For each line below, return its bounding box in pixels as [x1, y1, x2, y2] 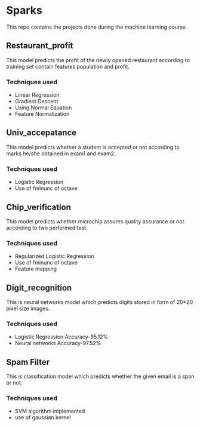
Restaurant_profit [6, 41, 73, 51]
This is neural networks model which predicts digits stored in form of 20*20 [6, 299, 193, 306]
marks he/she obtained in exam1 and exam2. [6, 150, 116, 157]
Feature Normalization [14, 110, 70, 118]
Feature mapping [14, 265, 57, 272]
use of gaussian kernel [14, 414, 71, 421]
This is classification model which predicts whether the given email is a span [6, 373, 195, 380]
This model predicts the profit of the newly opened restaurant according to [6, 56, 190, 63]
